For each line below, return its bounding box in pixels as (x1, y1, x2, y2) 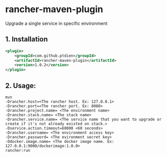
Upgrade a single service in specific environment (5, 20, 108, 26)
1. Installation (5, 35, 48, 44)
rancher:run (5, 148, 30, 153)
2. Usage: (5, 81, 36, 90)
